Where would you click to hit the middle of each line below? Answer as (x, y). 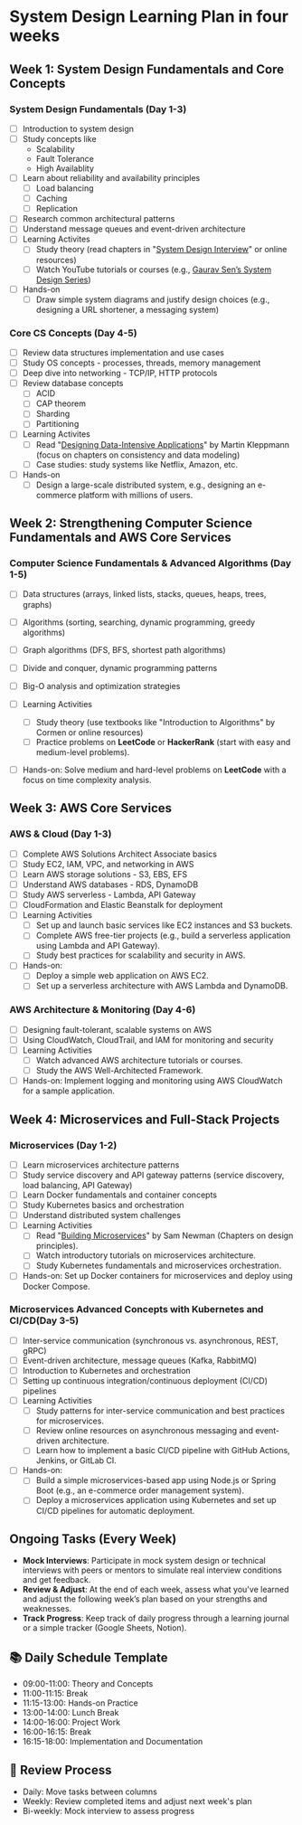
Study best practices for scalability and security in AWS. (141, 955)
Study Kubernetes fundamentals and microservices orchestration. (159, 1266)
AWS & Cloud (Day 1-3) (61, 834)
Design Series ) (64, 279)
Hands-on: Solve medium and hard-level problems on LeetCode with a (154, 770)
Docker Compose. (56, 1286)
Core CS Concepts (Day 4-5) (73, 333)
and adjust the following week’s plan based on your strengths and (145, 1599)
